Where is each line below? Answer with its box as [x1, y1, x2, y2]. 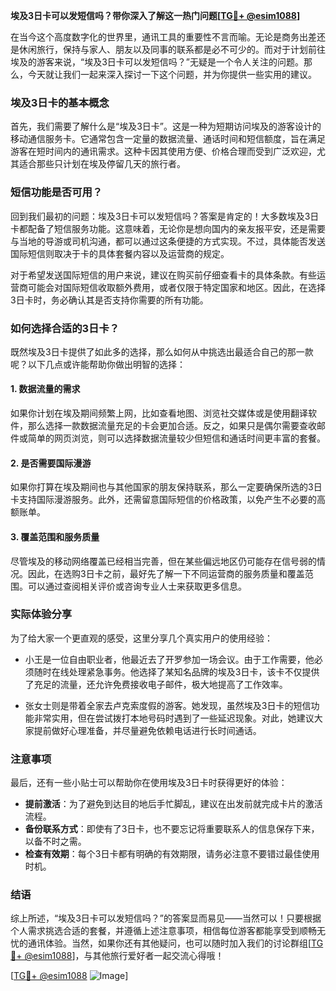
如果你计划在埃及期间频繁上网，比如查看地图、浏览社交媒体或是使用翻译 [10, 407, 308, 419]
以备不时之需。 [24, 835, 87, 848]
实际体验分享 [10, 607, 73, 621]
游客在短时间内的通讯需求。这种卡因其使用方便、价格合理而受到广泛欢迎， [10, 145, 317, 158]
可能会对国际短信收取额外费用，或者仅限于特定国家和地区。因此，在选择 [27, 281, 326, 293]
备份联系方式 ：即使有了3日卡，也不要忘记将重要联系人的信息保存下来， [24, 823, 320, 835]
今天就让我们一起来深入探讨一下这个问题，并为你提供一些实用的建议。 [27, 69, 317, 80]
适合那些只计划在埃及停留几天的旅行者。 [18, 158, 186, 170]
